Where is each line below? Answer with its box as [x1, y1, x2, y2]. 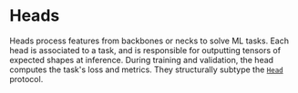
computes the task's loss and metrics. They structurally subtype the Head [9, 64, 284, 75]
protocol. [9, 73, 44, 84]
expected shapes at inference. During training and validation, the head [9, 54, 274, 65]
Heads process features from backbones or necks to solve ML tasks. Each [9, 35, 290, 46]
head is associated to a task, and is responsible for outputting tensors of [9, 44, 281, 55]
